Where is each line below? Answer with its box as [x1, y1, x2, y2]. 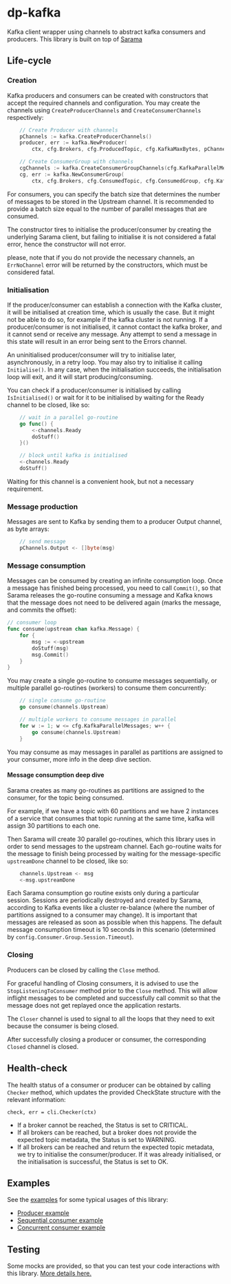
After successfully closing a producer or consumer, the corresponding [7, 1035, 206, 1043]
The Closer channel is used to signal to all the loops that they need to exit [7, 1015, 215, 1023]
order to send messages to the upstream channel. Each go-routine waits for [7, 842, 222, 850]
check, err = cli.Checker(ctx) [7, 1108, 97, 1116]
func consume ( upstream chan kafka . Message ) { [7, 626, 140, 633]
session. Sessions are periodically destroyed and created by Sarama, [7, 896, 203, 904]
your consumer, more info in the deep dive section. [7, 755, 152, 763]
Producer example [16, 1209, 70, 1217]
